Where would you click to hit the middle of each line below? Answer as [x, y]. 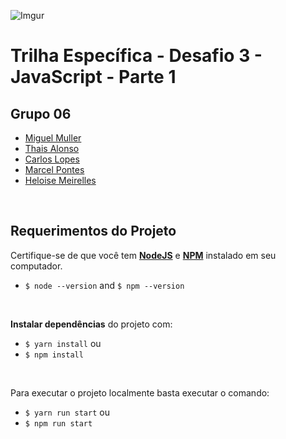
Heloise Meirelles [60, 180]
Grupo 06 [41, 113]
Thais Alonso [52, 148]
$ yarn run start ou [67, 412]
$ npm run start [58, 423]
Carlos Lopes [52, 159]
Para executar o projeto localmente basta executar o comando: [140, 392]
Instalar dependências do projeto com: [91, 324]
